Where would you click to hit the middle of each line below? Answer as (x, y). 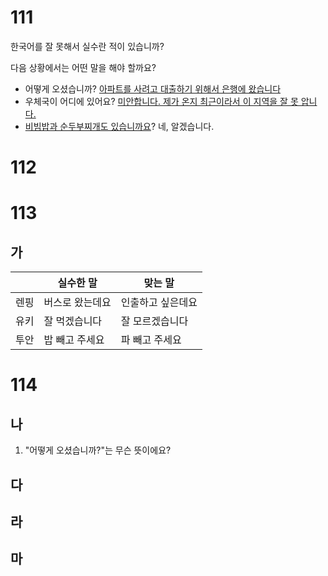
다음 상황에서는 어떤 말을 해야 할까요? (83, 67)
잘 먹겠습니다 (73, 321)
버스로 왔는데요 (77, 303)
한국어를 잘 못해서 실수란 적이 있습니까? (87, 46)
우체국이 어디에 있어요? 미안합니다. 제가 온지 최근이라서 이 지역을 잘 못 (161, 101)
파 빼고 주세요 (151, 340)
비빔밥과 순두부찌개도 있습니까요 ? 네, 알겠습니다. (119, 126)
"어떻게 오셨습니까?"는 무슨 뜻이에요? (98, 450)
